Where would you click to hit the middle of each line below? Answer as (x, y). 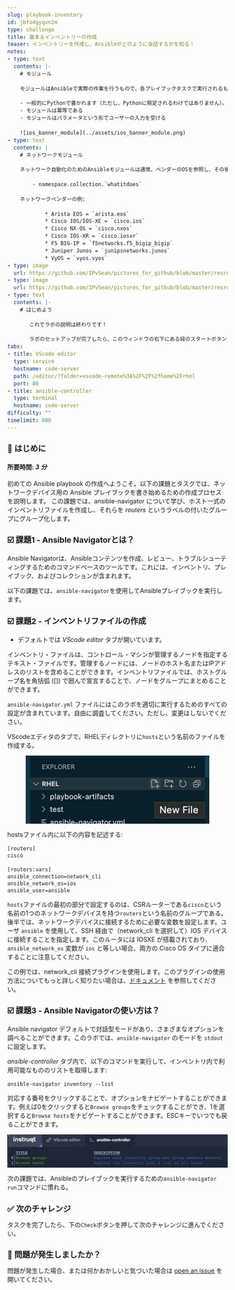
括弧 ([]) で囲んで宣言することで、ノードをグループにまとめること (132, 680)
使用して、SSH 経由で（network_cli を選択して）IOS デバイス (139, 931)
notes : (17, 52)
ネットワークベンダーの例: (53, 199)
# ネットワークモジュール (51, 155)
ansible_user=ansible (39, 890)
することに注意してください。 (50, 956)
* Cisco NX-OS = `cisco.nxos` (88, 229)
